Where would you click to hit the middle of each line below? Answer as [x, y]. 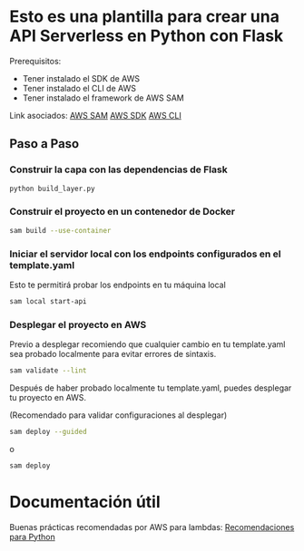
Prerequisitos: [35, 61]
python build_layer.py [52, 188]
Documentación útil [85, 502]
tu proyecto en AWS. [48, 398]
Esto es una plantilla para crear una [144, 17]
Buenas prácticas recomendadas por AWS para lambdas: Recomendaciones [152, 527]
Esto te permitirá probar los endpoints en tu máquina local [118, 285]
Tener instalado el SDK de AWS [81, 78]
